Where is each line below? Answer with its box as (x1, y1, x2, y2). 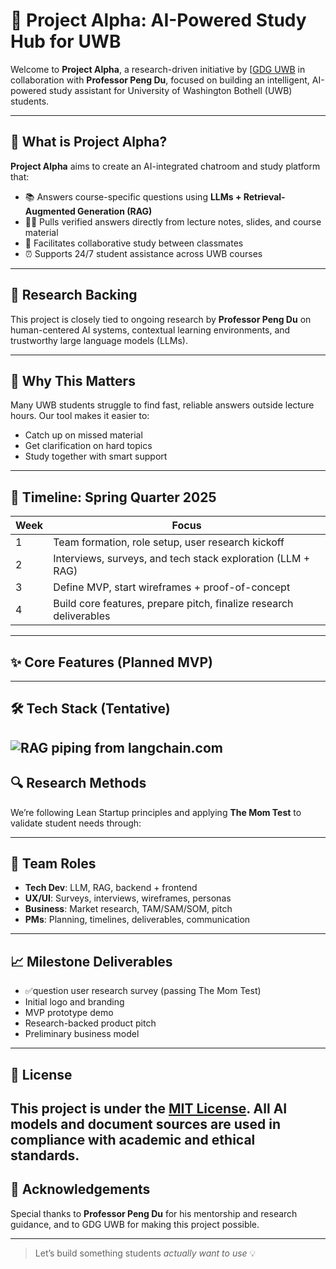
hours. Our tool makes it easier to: (10, 410, 150, 422)
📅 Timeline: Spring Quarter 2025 (10, 489, 217, 506)
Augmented (24, 205, 76, 217)
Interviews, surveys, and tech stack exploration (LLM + (53, 552, 311, 566)
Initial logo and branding (24, 996, 125, 1008)
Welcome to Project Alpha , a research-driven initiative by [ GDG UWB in (10, 63, 306, 75)
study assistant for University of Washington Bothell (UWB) (48, 84, 293, 96)
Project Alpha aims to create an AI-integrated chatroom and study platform (10, 160, 321, 172)
